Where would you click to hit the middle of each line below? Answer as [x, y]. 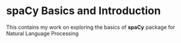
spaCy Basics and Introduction [84, 11]
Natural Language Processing [42, 33]
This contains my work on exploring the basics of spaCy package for [90, 27]
